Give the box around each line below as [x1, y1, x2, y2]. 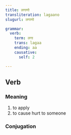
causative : [14, 49, 37, 55]
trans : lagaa [14, 40, 42, 46]
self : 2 [18, 55, 35, 60]
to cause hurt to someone [12, 110, 66, 116]
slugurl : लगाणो [5, 17, 34, 22]
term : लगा [14, 36, 34, 41]
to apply [12, 105, 30, 111]
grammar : [5, 26, 24, 31]
